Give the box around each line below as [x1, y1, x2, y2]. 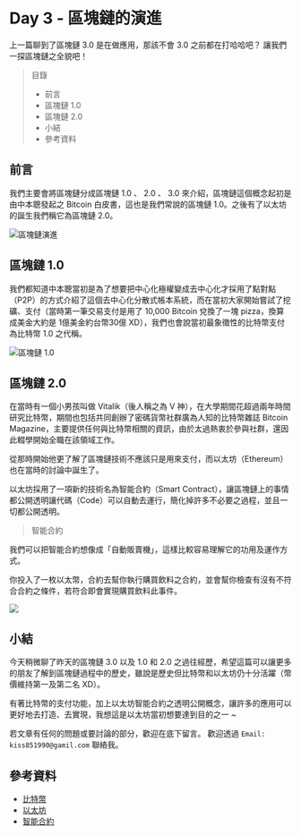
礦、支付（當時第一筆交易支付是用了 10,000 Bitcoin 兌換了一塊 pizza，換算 [9, 305, 285, 316]
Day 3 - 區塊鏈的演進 [9, 8, 162, 29]
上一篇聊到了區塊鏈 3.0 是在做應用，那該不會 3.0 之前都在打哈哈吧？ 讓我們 [9, 39, 288, 50]
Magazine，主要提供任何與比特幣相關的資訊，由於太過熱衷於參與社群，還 [9, 423, 281, 434]
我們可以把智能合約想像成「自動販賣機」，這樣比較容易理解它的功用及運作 [9, 544, 280, 555]
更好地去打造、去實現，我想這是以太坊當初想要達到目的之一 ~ [9, 709, 237, 720]
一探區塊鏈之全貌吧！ [9, 50, 88, 61]
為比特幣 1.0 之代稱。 [9, 328, 88, 338]
